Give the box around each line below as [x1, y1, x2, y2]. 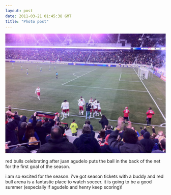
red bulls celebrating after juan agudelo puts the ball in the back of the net [5, 158, 161, 165]
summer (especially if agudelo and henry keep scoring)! [5, 184, 123, 190]
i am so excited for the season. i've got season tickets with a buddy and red [5, 173, 164, 180]
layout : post [5, 8, 33, 13]
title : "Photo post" [5, 19, 49, 24]
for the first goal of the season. [5, 164, 70, 170]
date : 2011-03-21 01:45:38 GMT [5, 13, 72, 19]
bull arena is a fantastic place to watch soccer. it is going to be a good [5, 179, 152, 185]
